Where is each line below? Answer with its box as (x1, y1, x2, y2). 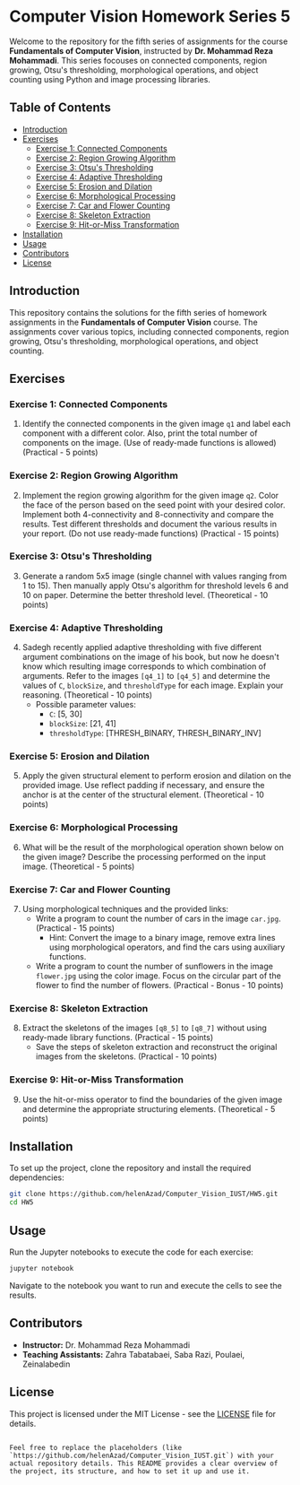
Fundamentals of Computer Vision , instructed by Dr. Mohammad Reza (9, 45, 273, 56)
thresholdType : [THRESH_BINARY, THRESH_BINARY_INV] (48, 728, 261, 739)
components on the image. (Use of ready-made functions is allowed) (21, 438, 277, 448)
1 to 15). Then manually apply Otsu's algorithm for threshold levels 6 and (21, 580, 289, 591)
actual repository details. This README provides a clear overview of (9, 1459, 279, 1468)
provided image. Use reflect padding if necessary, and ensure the (21, 780, 265, 791)
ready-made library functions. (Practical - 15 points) (21, 1032, 214, 1043)
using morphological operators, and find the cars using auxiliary (48, 942, 286, 952)
